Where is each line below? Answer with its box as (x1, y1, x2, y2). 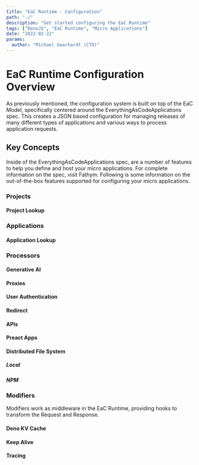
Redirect (6, 307, 28, 314)
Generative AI (6, 266, 41, 273)
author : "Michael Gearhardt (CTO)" (11, 42, 100, 48)
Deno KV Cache (6, 425, 46, 432)
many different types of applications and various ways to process (6, 118, 167, 126)
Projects (6, 192, 31, 200)
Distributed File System (6, 348, 66, 355)
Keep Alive (6, 438, 34, 445)
